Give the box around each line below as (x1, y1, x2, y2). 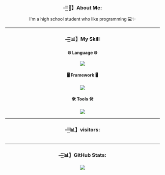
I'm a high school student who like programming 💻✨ (29, 16, 136, 22)
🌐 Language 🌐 (67, 50, 98, 55)
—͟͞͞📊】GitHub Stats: (58, 152, 107, 159)
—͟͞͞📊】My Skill (65, 36, 100, 43)
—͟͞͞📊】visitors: (64, 126, 101, 133)
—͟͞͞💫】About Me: (63, 4, 102, 11)
